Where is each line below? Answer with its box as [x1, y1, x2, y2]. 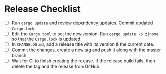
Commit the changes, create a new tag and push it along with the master [11, 47, 161, 53]
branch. [11, 53, 28, 59]
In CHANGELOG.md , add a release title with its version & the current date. [11, 41, 155, 47]
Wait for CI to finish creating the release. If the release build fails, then [11, 58, 155, 64]
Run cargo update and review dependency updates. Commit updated [11, 20, 153, 26]
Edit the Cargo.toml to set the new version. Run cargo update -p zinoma [11, 31, 159, 37]
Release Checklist [4, 3, 81, 15]
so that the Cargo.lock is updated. [11, 36, 82, 42]
